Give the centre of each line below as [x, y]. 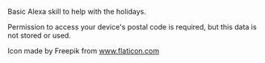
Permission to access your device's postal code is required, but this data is [132, 27]
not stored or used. [40, 35]
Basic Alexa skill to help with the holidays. [77, 12]
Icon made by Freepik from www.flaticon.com [84, 51]
